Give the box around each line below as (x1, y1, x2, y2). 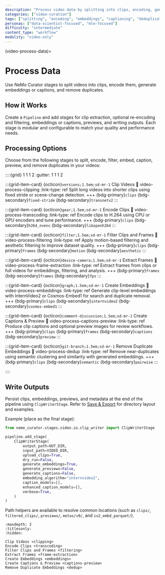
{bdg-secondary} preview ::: (5, 334, 61, 340)
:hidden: (5, 531, 23, 536)
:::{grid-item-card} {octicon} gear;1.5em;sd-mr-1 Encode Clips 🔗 (5, 207, 134, 213)
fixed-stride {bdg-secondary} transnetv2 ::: (28, 197, 118, 203)
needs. (5, 130, 19, 136)
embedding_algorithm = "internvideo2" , (23, 476, 100, 480)
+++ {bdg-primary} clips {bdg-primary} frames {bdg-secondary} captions (5, 328, 153, 335)
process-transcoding (5, 212, 48, 218)
